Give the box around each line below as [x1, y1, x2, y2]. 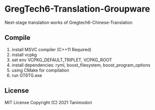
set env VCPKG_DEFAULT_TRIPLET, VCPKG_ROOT [11, 57, 112, 63]
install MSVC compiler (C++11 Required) [11, 46, 92, 52]
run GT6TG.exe [11, 72, 42, 78]
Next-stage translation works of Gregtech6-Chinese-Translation [4, 19, 133, 25]
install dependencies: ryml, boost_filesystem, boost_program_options [11, 62, 151, 68]
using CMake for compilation [11, 67, 69, 73]
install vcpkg [11, 52, 37, 57]
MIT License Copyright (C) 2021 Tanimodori [4, 99, 92, 105]
